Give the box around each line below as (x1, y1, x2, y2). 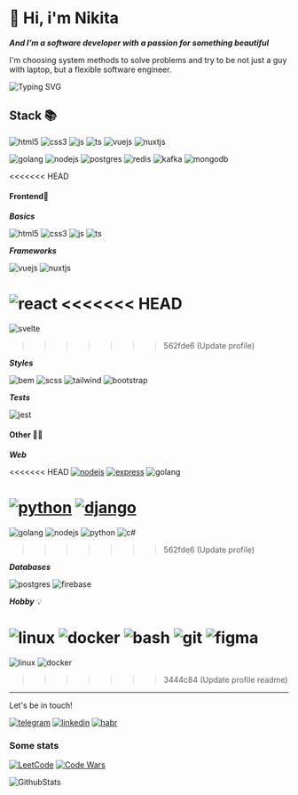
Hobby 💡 (9, 596, 43, 607)
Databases (9, 562, 51, 573)
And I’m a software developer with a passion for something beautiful (9, 37, 269, 48)
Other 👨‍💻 (9, 430, 43, 440)
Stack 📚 (9, 108, 58, 124)
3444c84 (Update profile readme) (163, 674, 288, 685)
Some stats (9, 739, 59, 751)
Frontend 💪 (9, 191, 49, 202)
